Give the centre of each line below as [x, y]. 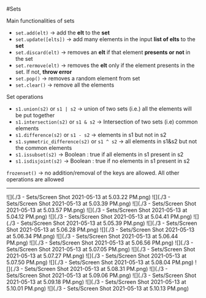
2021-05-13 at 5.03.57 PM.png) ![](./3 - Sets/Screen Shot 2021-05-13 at [97, 210]
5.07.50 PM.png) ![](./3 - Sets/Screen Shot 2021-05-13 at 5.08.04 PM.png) [100, 262]
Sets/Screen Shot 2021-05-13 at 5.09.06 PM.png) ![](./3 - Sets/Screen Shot [101, 275]
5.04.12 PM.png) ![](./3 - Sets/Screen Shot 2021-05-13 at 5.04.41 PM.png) [99, 217]
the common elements [44, 148]
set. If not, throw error [44, 72]
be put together [35, 115]
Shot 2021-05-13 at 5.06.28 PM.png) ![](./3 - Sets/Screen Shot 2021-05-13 [101, 229]
